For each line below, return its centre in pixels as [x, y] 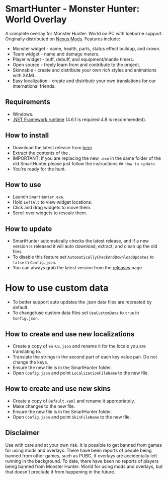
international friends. [34, 86]
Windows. [23, 114]
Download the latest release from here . [53, 147]
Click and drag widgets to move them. [52, 208]
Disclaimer [22, 433]
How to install [27, 135]
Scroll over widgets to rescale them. [50, 213]
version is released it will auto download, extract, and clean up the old [85, 246]
